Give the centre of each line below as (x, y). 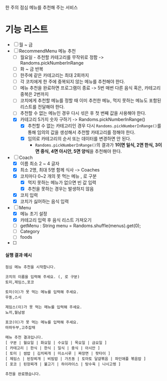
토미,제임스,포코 (20, 282)
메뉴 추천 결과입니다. (24, 337)
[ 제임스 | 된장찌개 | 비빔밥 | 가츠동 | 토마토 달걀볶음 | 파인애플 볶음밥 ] (76, 359)
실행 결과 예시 (18, 255)
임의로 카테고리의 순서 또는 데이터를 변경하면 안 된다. (79, 138)
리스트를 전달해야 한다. (42, 107)
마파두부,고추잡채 (20, 328)
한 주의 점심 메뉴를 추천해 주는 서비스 (42, 7)
